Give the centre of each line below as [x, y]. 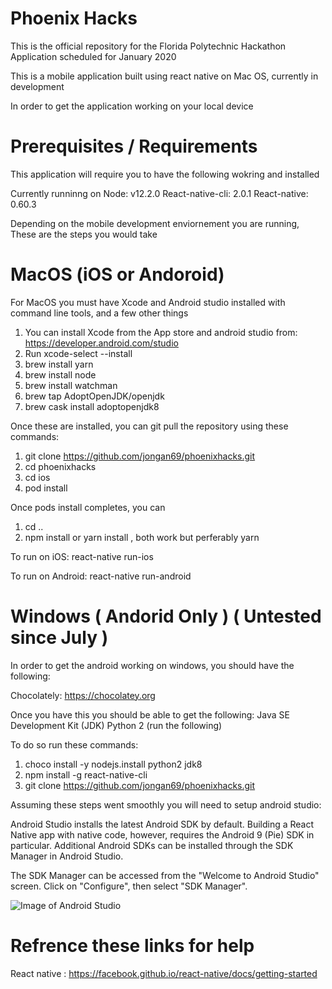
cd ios [37, 477]
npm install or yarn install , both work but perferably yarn [142, 537]
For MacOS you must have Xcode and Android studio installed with [148, 302]
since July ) [59, 638]
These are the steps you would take [84, 234]
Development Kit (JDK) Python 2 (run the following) [116, 725]
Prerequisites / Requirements [134, 146]
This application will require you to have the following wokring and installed [165, 174]
